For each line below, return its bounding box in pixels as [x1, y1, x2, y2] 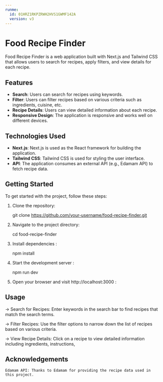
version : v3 [9, 16, 34, 21]
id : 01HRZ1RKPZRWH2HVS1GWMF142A [9, 12, 76, 17]
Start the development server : [12, 260, 75, 265]
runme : [5, 7, 19, 12]
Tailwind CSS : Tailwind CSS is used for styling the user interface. [12, 155, 145, 161]
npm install [12, 250, 35, 256]
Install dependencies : [12, 240, 58, 246]
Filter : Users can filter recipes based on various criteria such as [12, 97, 142, 103]
